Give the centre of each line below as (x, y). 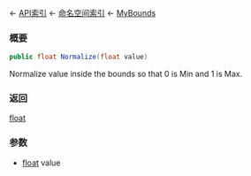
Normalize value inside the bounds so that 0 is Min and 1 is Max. (126, 74)
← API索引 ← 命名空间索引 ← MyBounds (83, 13)
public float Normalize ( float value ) (79, 57)
